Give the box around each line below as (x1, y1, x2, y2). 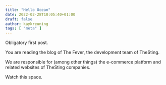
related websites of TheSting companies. (5, 64, 91, 70)
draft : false (5, 16, 33, 21)
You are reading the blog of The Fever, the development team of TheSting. (5, 49, 160, 55)
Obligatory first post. (5, 39, 48, 45)
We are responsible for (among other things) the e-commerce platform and (5, 59, 161, 65)
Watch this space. (5, 74, 43, 80)
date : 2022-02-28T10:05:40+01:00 (5, 12, 76, 17)
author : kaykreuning (5, 21, 49, 26)
